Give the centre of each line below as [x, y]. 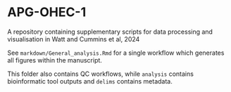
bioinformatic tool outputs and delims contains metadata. [90, 81]
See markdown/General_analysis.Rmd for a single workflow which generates [116, 53]
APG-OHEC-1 [47, 12]
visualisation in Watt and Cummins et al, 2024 [74, 39]
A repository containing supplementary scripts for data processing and [110, 32]
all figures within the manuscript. [55, 60]
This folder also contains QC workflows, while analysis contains [100, 74]
